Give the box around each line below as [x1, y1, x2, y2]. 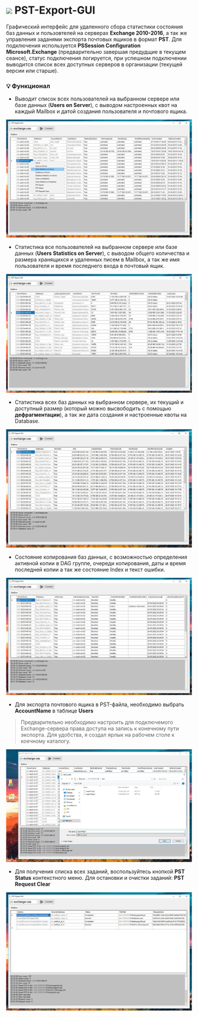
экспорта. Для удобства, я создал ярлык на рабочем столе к [20, 731, 175, 739]
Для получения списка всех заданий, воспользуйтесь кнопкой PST [14, 868, 185, 875]
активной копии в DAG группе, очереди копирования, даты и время [14, 559, 186, 566]
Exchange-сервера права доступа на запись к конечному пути [20, 725, 180, 732]
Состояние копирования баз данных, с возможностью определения [14, 553, 187, 561]
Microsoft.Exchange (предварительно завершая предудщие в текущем [6, 48, 186, 55]
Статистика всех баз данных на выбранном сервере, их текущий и [14, 399, 184, 406]
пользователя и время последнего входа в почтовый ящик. [14, 263, 165, 270]
